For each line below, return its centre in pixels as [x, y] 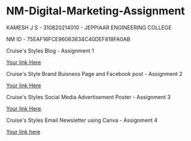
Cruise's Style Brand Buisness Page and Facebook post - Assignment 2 [94, 73]
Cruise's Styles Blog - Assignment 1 [50, 50]
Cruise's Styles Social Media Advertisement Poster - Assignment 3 [88, 97]
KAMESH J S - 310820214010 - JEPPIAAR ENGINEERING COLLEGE [89, 27]
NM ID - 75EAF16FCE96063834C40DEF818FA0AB [68, 39]
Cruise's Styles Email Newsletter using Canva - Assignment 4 [82, 120]
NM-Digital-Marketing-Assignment [96, 11]
